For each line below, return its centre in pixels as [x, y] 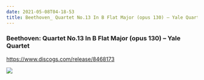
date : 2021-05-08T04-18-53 [40, 12]
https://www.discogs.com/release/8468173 [60, 59]
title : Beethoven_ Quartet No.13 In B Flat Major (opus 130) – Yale [95, 17]
